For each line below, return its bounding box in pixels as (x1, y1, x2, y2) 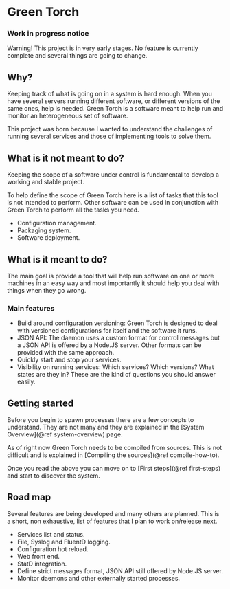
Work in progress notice (7, 29, 89, 38)
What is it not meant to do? (7, 152, 125, 164)
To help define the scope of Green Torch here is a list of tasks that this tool (7, 191, 218, 199)
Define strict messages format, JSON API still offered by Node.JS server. (16, 566, 223, 575)
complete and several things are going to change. (7, 52, 148, 60)
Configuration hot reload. (16, 544, 89, 553)
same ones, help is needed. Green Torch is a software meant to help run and (7, 104, 224, 113)
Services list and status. (16, 530, 85, 538)
